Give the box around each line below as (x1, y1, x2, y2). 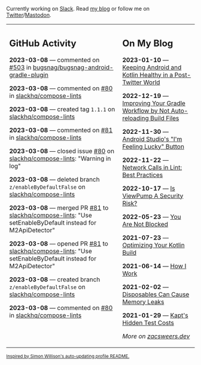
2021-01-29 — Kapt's (122, 311, 188, 319)
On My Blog (122, 37, 173, 49)
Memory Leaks (122, 297, 165, 306)
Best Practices (122, 170, 163, 179)
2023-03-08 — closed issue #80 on (9, 146, 115, 155)
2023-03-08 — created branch (9, 275, 100, 283)
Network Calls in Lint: (122, 163, 182, 171)
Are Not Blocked (122, 220, 169, 228)
